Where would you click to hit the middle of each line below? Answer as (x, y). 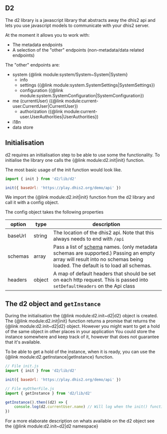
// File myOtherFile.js (30, 389)
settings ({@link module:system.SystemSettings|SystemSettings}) (87, 85)
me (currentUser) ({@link (38, 101)
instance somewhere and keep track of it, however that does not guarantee (82, 337)
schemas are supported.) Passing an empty (104, 253)
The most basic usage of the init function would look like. (64, 170)
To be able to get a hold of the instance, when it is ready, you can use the (80, 352)
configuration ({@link (42, 90)
